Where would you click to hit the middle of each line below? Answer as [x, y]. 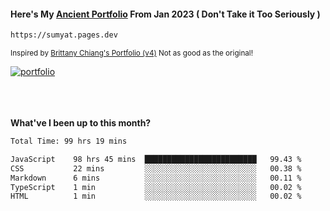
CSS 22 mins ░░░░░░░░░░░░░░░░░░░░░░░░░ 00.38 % [156, 168]
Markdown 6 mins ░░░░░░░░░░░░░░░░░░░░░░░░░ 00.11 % [156, 178]
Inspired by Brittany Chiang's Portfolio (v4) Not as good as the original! [131, 53]
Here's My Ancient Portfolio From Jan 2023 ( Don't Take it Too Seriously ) [165, 14]
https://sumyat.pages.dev [64, 35]
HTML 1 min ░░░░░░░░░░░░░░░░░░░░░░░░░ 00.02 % [156, 196]
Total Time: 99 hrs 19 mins [69, 141]
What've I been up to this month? [81, 123]
